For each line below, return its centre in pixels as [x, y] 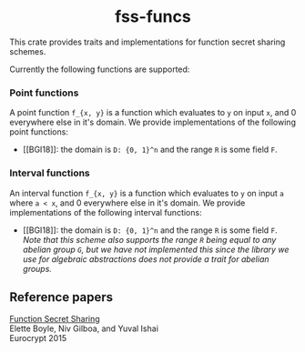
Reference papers [61, 297]
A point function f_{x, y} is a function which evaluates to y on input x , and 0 [153, 113]
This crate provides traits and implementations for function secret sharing [147, 42]
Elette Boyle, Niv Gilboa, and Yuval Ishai [84, 328]
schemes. [28, 51]
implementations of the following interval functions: [106, 212]
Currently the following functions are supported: [100, 69]
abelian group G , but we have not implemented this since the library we [156, 249]
